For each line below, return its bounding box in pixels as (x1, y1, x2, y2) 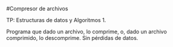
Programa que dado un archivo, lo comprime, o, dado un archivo (6, 28, 168, 35)
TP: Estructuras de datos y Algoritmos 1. (6, 17, 106, 23)
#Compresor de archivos (6, 5, 68, 12)
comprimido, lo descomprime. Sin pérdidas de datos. (6, 35, 139, 41)
